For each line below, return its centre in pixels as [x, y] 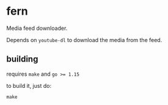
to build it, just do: [29, 85]
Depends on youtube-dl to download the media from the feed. [84, 40]
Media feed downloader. [37, 28]
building [22, 59]
